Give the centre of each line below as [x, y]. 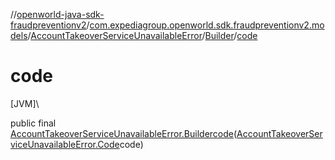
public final [33, 123]
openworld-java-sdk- [60, 14]
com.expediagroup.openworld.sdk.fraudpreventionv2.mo [207, 25]
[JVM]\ [25, 103]
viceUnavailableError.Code [65, 144]
